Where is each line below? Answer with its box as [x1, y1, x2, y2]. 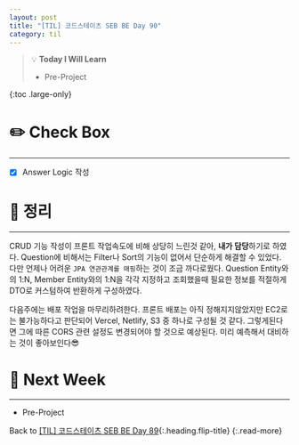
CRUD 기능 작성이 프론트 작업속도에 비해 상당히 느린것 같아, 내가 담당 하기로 [9, 241, 271, 252]
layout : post [9, 12, 58, 22]
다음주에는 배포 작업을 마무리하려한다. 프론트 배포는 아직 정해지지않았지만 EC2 [9, 304, 281, 315]
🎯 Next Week [9, 369, 107, 390]
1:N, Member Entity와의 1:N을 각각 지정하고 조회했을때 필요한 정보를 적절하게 [18, 274, 287, 285]
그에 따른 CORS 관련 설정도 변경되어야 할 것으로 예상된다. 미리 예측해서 [18, 327, 265, 337]
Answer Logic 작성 [21, 166, 90, 178]
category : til [9, 29, 62, 38]
